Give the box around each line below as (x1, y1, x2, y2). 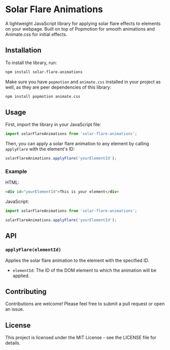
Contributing (5, 287, 47, 296)
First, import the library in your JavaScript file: (5, 121, 101, 128)
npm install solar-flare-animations (5, 69, 83, 74)
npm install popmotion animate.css (5, 94, 81, 99)
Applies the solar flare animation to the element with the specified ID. (5, 257, 150, 263)
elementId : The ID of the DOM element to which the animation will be (12, 267, 156, 273)
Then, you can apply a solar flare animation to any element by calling (5, 141, 149, 147)
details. (5, 340, 21, 346)
